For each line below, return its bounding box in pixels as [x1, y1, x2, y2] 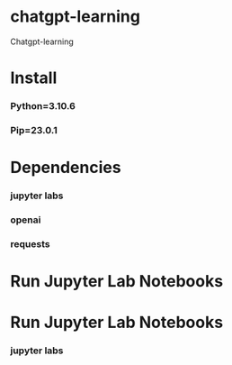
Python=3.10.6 [10, 100, 76, 113]
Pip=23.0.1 [10, 123, 58, 136]
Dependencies [10, 158, 121, 178]
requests [10, 237, 50, 250]
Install [10, 68, 58, 88]
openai [10, 214, 41, 226]
